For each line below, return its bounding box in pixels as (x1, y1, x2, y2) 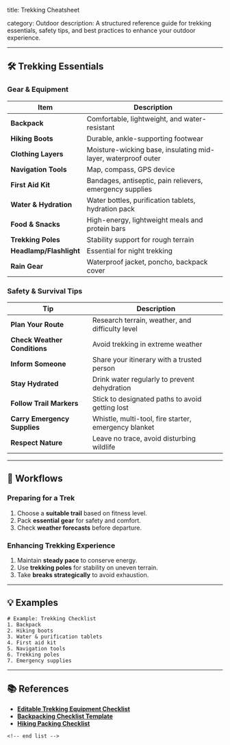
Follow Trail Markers (10, 398, 79, 408)
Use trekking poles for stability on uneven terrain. (16, 563, 159, 572)
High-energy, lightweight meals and (86, 215, 203, 225)
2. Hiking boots (7, 627, 53, 634)
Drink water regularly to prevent (92, 374, 195, 384)
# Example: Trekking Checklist (7, 615, 97, 622)
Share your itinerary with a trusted (92, 354, 202, 364)
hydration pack (86, 204, 136, 213)
